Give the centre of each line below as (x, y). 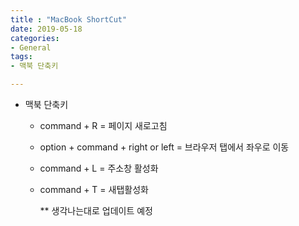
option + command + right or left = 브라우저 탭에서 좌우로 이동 (164, 147)
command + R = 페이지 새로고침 (103, 125)
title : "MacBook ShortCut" (69, 19)
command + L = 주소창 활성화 (99, 168)
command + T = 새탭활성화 (94, 189)
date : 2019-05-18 (46, 29)
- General (31, 47)
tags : (21, 57)
